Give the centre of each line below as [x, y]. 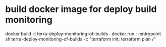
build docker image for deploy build [81, 9]
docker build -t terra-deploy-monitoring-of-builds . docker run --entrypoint [83, 33]
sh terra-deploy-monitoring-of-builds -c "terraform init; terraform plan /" [80, 39]
